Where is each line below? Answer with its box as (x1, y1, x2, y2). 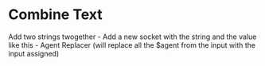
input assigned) (8, 49, 60, 58)
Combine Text (8, 6, 103, 24)
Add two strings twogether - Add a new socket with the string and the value (8, 32, 257, 41)
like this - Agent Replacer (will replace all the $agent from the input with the (8, 40, 256, 49)
